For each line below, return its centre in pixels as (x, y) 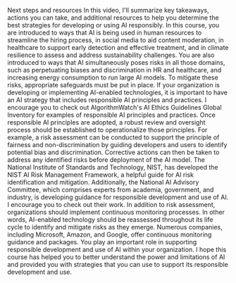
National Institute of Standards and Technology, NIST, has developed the (113, 167)
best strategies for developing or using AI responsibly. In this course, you (113, 25)
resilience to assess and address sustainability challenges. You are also (111, 55)
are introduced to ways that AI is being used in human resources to (105, 32)
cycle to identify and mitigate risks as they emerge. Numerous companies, (115, 227)
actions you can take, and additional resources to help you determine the (113, 18)
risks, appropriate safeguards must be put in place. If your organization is (114, 85)
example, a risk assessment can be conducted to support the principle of (113, 137)
